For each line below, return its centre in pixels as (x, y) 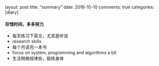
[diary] (12, 12)
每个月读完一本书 (29, 47)
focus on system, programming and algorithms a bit (64, 53)
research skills (27, 42)
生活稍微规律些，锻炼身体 (38, 59)
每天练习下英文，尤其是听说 (40, 36)
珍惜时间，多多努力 (24, 24)
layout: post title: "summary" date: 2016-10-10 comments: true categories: (80, 7)
